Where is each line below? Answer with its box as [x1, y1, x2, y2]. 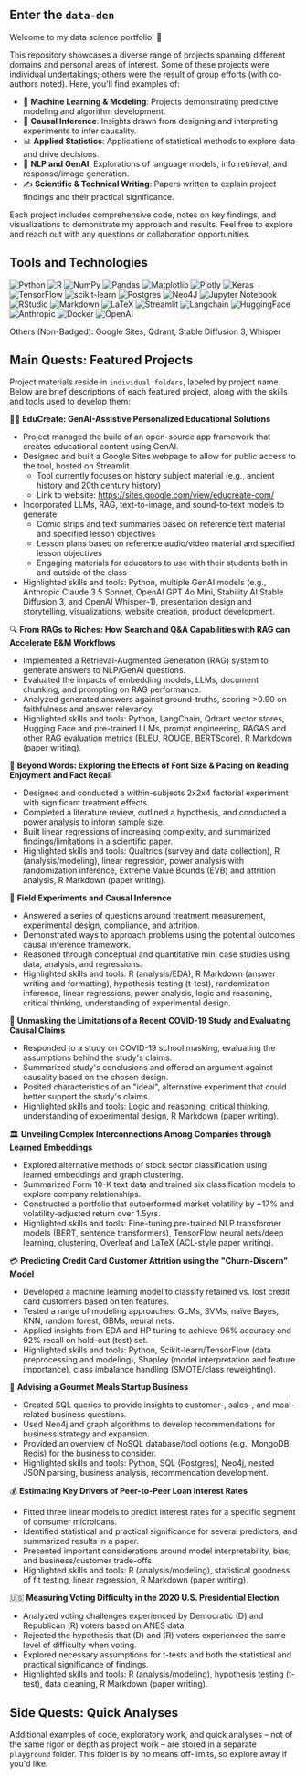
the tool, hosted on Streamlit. [22, 460, 132, 471]
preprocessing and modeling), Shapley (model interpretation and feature [22, 1354, 296, 1365]
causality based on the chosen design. [22, 1072, 169, 1083]
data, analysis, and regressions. [22, 959, 143, 970]
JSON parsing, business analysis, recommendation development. [22, 1468, 269, 1478]
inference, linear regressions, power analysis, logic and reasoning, [22, 988, 273, 999]
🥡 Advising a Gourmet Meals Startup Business [9, 1382, 189, 1393]
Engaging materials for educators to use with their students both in [36, 557, 288, 569]
